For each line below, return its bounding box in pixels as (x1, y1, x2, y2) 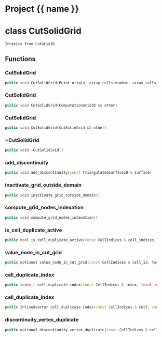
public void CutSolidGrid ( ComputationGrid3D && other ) (5, 103, 118, 107)
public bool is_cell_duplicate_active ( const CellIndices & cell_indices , (5, 237, 157, 243)
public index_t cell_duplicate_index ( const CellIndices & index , (5, 282, 139, 288)
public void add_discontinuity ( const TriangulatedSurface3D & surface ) (5, 170, 152, 175)
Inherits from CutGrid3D (5, 42, 55, 46)
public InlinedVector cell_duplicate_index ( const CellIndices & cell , (5, 305, 150, 310)
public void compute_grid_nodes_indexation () (5, 215, 98, 220)
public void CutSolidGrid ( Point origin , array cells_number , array (5, 80, 144, 85)
